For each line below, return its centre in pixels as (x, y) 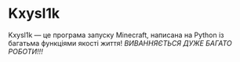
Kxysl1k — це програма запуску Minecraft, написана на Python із (116, 35)
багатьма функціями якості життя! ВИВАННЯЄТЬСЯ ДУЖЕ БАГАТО (120, 43)
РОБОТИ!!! (25, 51)
